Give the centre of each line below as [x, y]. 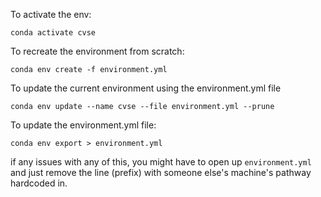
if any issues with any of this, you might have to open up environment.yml [161, 162]
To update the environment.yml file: [83, 125]
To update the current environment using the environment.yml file [146, 88]
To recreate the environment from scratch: [97, 51]
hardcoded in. [39, 183]
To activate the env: [51, 14]
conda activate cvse [53, 33]
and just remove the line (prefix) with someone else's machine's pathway [161, 172]
